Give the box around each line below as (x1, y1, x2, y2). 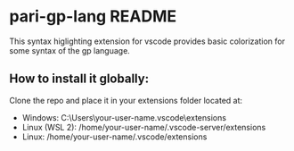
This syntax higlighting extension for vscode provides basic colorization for (9, 36, 285, 46)
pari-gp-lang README (9, 6, 177, 27)
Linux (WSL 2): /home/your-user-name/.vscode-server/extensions (21, 122, 266, 132)
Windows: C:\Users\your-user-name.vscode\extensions (21, 112, 227, 122)
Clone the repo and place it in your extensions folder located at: (9, 95, 243, 105)
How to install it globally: (9, 71, 150, 87)
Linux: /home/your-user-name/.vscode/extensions (21, 131, 208, 142)
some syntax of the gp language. (9, 45, 131, 55)
